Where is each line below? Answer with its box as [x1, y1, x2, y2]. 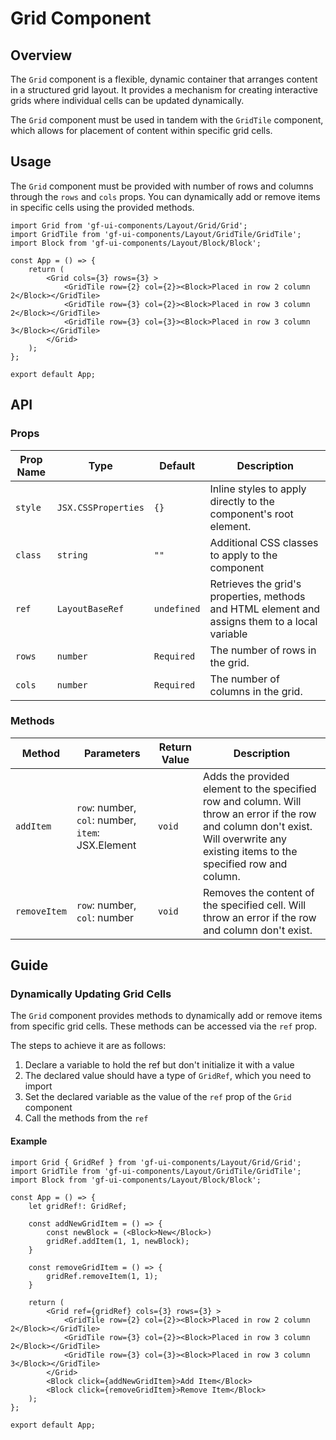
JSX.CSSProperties [56, 502, 145, 513]
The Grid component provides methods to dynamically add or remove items [10, 1010, 323, 1022]
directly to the [209, 494, 275, 508]
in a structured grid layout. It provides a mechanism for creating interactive [10, 84, 318, 96]
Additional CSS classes [209, 535, 319, 549]
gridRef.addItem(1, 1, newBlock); [46, 1236, 190, 1246]
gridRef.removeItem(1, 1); [46, 1271, 159, 1281]
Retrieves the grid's [209, 577, 302, 591]
